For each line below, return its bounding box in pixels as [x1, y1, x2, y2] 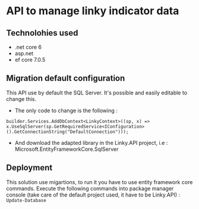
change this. [6, 95, 37, 102]
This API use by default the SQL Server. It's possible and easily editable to [6, 89, 188, 96]
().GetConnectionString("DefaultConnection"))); [6, 129, 129, 135]
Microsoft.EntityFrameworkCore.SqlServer [14, 145, 119, 153]
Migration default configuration [6, 73, 125, 84]
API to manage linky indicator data [6, 4, 179, 18]
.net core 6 [14, 43, 42, 50]
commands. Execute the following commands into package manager [6, 185, 174, 192]
